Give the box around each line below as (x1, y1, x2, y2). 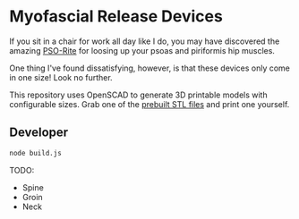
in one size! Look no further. (9, 72, 114, 82)
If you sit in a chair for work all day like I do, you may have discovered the (9, 36, 280, 46)
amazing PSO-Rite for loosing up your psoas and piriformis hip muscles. (9, 45, 276, 55)
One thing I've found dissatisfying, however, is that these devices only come (9, 63, 291, 73)
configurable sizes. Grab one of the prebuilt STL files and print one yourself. (9, 98, 290, 109)
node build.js (9, 148, 63, 157)
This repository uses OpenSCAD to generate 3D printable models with (9, 89, 268, 100)
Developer (9, 125, 69, 140)
